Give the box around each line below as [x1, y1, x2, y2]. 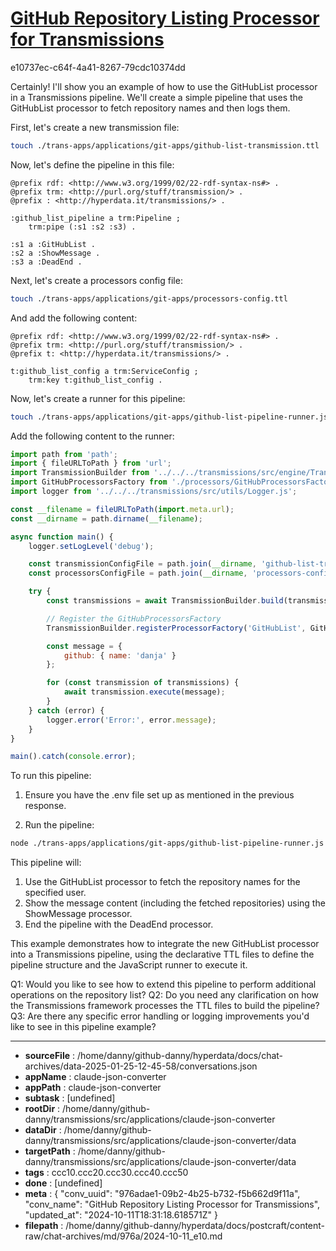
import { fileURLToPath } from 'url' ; [10, 458, 172, 469]
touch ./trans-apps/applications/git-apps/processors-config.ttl [10, 293, 288, 304]
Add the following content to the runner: [10, 430, 175, 442]
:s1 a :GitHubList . [10, 239, 97, 249]
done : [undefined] [24, 1177, 103, 1189]
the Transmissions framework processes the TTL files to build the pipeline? [10, 1000, 320, 1012]
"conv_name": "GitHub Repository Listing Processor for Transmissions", [24, 1198, 321, 1211]
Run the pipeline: [24, 819, 95, 831]
